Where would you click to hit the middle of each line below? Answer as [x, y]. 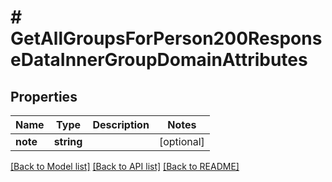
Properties [44, 96]
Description [121, 124]
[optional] [181, 141]
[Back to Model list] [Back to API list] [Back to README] [125, 166]
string [68, 141]
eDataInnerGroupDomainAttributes [159, 60]
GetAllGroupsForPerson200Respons [166, 38]
